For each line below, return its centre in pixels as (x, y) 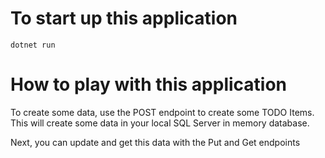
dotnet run (33, 45)
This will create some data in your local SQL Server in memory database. (160, 123)
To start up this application (124, 18)
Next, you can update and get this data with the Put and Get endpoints (155, 142)
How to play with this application (149, 84)
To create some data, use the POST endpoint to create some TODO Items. (162, 112)
